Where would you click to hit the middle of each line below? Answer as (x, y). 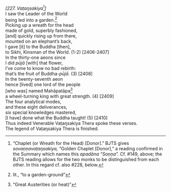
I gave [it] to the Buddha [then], (38, 47)
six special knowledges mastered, (41, 112)
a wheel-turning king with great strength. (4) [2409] (60, 96)
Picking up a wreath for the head (39, 25)
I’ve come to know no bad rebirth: (41, 69)
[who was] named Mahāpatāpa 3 (39, 90)
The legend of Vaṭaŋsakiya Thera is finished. (52, 129)
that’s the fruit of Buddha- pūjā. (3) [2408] (49, 74)
